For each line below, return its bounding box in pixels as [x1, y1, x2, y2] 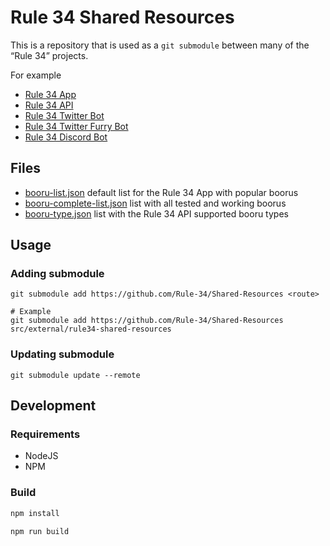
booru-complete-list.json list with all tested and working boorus [24, 197, 287, 209]
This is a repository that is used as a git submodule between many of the [10, 39, 310, 51]
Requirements [10, 427, 81, 441]
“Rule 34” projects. [10, 49, 89, 61]
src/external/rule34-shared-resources [10, 324, 172, 335]
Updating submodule [10, 347, 115, 361]
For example [10, 69, 62, 81]
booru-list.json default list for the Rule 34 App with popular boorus [24, 186, 299, 198]
